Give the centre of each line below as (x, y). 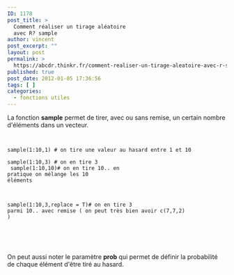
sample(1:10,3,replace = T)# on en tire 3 (70, 205)
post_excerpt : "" (32, 46)
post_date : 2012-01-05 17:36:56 (54, 78)
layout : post (26, 53)
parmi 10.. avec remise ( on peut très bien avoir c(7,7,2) (96, 211)
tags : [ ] (22, 85)
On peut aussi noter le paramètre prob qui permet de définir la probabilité (112, 257)
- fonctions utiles (42, 98)
